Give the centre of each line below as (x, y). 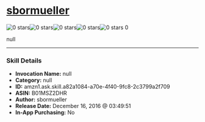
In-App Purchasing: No (45, 112)
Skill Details (24, 60)
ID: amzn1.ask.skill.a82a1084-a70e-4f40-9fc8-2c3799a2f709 (92, 87)
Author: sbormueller (41, 100)
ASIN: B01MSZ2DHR (41, 93)
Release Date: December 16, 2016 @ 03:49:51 (73, 106)
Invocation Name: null (43, 74)
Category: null (34, 80)
